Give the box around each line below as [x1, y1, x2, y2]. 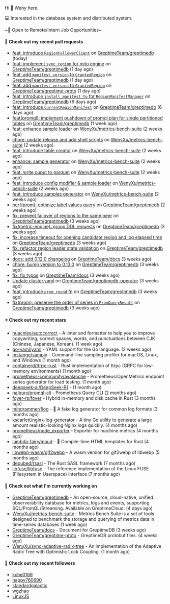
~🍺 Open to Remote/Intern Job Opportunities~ [5, 27, 102, 33]
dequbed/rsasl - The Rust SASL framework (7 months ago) [12, 460, 136, 467]
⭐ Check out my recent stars [5, 317, 67, 323]
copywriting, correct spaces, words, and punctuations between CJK [12, 335, 156, 342]
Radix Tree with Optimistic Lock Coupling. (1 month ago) [12, 548, 130, 554]
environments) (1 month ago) [31, 368, 92, 374]
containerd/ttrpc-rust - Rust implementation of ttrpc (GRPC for [12, 363, 144, 369]
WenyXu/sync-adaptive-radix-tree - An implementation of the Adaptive [12, 543, 161, 549]
